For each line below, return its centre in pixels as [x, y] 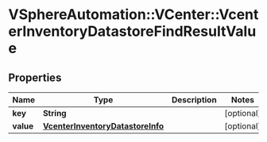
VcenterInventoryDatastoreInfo [103, 126]
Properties [35, 77]
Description [194, 100]
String [54, 113]
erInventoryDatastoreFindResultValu [132, 31]
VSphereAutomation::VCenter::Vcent [133, 15]
